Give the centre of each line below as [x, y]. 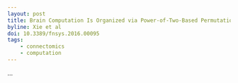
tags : [15, 40]
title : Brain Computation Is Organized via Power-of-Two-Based [103, 20]
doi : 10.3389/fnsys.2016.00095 [53, 33]
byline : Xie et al [34, 27]
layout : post [27, 14]
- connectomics [42, 46]
